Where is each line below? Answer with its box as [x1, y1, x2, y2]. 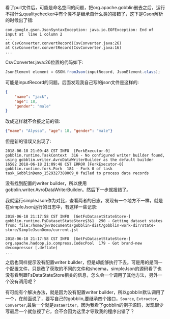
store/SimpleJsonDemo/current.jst [5, 227, 79, 233]
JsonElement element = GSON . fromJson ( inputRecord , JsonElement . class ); [5, 69, 160, 74]
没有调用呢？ [9, 278, 37, 284]
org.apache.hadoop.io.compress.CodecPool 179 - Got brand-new [5, 241, 143, 246]
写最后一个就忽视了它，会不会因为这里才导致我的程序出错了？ [5, 308, 135, 314]
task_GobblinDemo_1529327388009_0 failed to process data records [5, 171, 149, 176]
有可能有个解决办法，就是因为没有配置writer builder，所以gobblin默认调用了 [5, 289, 165, 296]
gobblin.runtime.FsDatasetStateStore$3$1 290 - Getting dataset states [5, 219, 163, 224]
